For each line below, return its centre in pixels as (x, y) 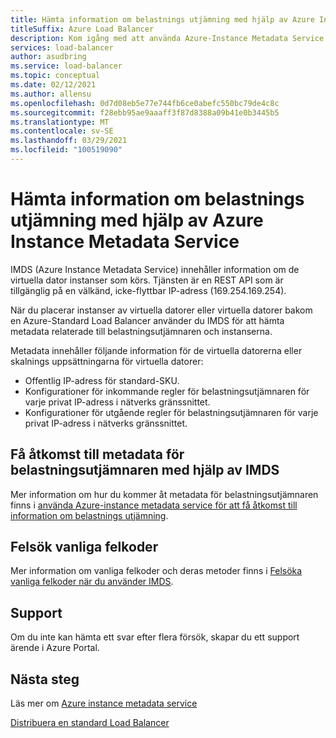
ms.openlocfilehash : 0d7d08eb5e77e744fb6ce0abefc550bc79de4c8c (145, 103)
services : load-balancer (62, 47)
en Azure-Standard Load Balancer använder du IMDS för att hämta (147, 320)
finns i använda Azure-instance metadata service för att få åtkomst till (154, 505)
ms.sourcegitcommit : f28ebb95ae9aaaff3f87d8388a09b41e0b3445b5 (145, 112)
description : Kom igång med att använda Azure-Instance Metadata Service (167, 38)
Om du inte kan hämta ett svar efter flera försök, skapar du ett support (155, 637)
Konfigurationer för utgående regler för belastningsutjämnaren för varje (171, 412)
